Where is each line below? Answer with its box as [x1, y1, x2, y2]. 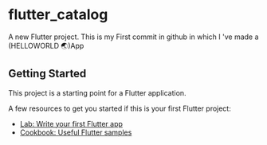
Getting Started [8, 67, 87, 80]
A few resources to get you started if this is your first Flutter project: [8, 104, 231, 113]
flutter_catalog [8, 6, 108, 24]
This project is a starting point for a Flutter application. [8, 88, 187, 97]
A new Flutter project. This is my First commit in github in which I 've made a [8, 32, 259, 41]
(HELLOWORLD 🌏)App [8, 41, 84, 50]
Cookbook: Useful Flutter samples [19, 127, 132, 137]
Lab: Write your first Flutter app [19, 119, 124, 128]
